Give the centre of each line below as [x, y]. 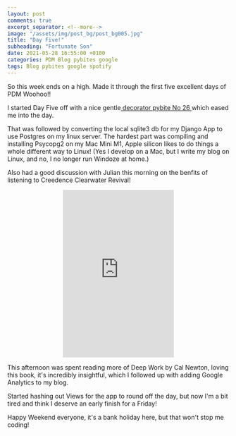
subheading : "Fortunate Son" [50, 47]
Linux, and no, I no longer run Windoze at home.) [78, 159]
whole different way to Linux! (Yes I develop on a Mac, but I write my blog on [118, 151]
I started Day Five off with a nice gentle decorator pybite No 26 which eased [118, 107]
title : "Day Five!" [36, 40]
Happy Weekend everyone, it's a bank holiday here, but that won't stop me [116, 417]
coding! [18, 425]
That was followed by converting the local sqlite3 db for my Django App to [115, 128]
